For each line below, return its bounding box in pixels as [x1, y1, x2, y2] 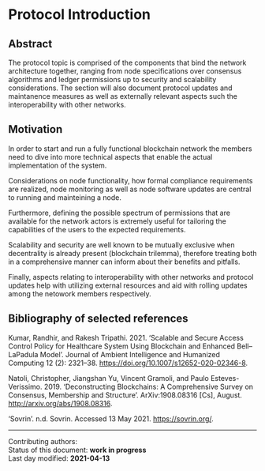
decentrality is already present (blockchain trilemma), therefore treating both [8, 248, 257, 258]
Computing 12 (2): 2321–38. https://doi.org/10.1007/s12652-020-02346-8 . [8, 358, 248, 367]
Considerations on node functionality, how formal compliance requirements [8, 175, 253, 185]
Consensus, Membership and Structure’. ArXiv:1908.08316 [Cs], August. [8, 390, 243, 400]
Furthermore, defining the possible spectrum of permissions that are [8, 208, 231, 217]
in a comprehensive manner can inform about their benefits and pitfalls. [8, 257, 241, 266]
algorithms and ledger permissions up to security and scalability [8, 75, 217, 84]
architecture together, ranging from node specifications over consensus [8, 66, 242, 76]
